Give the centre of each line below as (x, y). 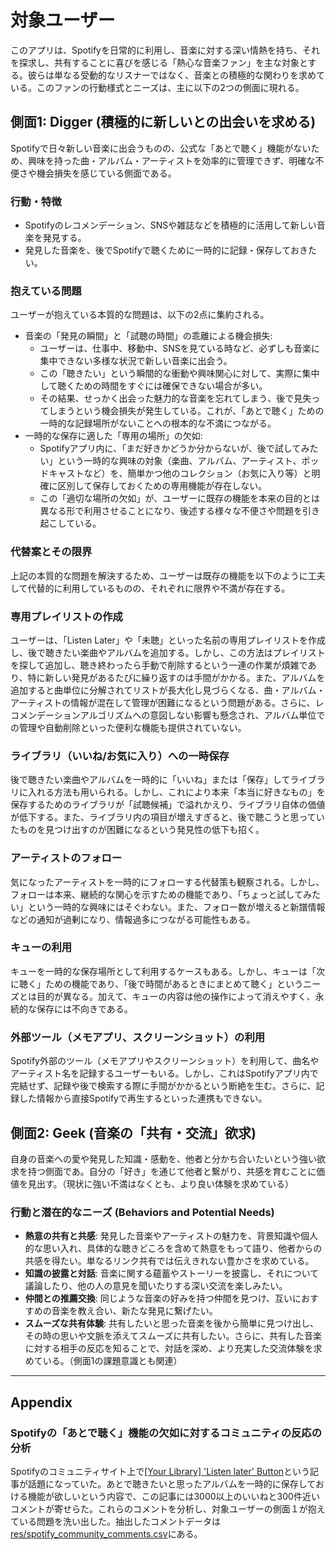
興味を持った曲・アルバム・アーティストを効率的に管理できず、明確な (171, 160)
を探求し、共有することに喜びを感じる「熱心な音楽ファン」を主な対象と (159, 62)
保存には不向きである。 (84, 1008)
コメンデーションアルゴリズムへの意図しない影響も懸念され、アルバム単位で (168, 715)
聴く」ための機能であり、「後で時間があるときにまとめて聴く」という (161, 983)
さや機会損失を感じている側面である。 (97, 173)
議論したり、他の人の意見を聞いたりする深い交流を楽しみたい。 (156, 1286)
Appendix (41, 1402)
